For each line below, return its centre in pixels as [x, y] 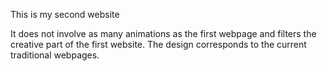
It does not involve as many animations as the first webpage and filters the [163, 33]
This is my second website [65, 14]
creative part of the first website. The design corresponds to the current [158, 44]
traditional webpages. [55, 55]
